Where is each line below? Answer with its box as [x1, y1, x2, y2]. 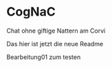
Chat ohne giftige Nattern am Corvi [6, 27, 106, 35]
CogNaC [6, 4, 56, 20]
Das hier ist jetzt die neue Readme [6, 39, 104, 48]
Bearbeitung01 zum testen [6, 52, 81, 61]
